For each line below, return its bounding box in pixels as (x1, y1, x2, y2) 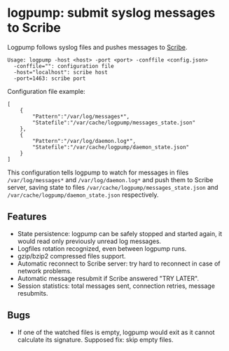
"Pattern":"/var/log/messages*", (32, 113, 130, 120)
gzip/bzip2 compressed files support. (17, 252, 126, 260)
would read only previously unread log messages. (17, 237, 162, 245)
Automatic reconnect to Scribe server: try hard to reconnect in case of (17, 259, 221, 268)
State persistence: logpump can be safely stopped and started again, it (17, 229, 223, 238)
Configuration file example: (7, 87, 85, 95)
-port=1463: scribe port (13, 75, 86, 82)
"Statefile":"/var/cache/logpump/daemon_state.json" (32, 144, 190, 151)
